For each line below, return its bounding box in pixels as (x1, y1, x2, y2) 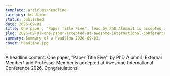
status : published (5, 17, 44, 22)
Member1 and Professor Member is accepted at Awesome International (5, 59, 153, 66)
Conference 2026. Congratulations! (5, 65, 79, 71)
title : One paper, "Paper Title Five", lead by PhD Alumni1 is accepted (5, 26, 162, 31)
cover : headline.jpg (5, 41, 49, 46)
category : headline (5, 12, 47, 17)
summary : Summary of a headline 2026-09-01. (5, 36, 101, 41)
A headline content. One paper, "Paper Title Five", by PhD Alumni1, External (5, 54, 162, 60)
